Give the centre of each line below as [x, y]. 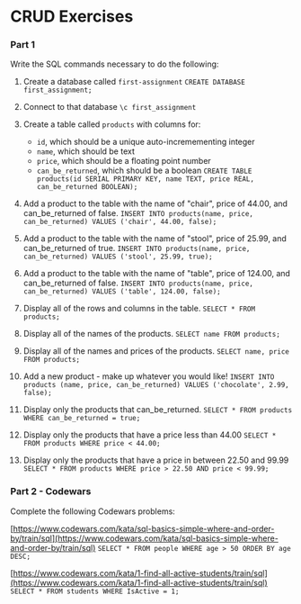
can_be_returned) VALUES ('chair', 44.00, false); [120, 222]
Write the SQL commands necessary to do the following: [115, 64]
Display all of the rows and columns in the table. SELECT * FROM [139, 309]
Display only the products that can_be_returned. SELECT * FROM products [158, 410]
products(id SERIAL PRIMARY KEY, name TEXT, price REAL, [146, 179]
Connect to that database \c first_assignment [110, 107]
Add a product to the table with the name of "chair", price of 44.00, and [155, 203]
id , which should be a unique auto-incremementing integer [146, 142]
